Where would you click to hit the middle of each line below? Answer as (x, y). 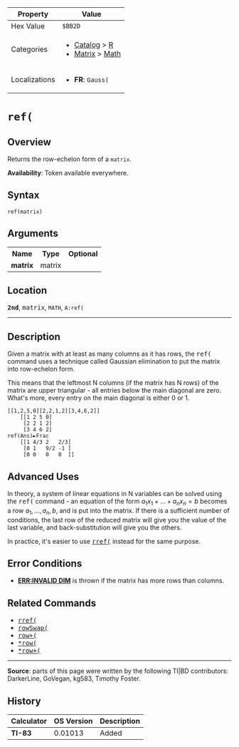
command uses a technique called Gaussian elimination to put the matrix (114, 361)
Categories (30, 49)
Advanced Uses (43, 476)
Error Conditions (45, 563)
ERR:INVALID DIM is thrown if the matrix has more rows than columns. (121, 581)
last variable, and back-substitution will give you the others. (95, 527)
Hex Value (28, 26)
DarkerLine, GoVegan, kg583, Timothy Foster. (74, 679)
